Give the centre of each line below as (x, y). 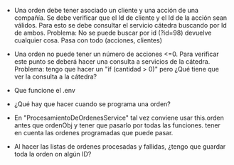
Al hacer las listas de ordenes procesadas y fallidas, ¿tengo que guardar (120, 147)
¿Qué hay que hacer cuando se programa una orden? (92, 104)
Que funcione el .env (45, 90)
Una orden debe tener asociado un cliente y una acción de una (106, 10)
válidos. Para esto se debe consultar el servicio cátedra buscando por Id (120, 25)
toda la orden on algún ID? (53, 154)
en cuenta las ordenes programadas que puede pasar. (94, 133)
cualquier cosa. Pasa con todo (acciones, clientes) (88, 40)
